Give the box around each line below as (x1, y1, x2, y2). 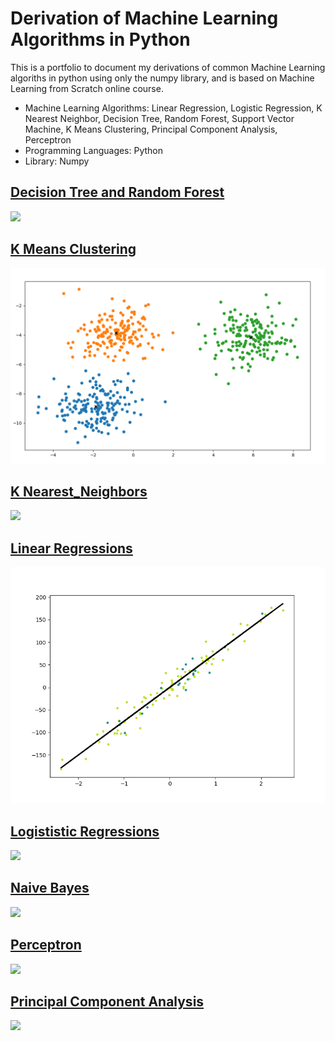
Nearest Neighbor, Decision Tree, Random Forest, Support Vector (24, 112, 295, 124)
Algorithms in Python (10, 28, 191, 51)
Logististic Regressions (10, 823, 160, 840)
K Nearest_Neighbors (10, 483, 148, 500)
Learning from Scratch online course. (10, 82, 164, 94)
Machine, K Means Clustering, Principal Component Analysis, (24, 123, 278, 135)
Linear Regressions (10, 540, 133, 557)
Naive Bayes (10, 880, 90, 897)
